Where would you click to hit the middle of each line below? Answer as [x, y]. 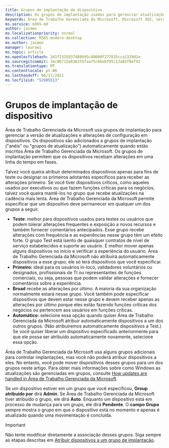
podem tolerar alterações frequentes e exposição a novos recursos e [84, 224]
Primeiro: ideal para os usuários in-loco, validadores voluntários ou [82, 267]
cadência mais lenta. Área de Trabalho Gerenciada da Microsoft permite [80, 198]
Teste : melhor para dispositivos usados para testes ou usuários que [83, 219]
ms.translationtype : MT [30, 66]
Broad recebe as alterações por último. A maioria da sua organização [84, 288]
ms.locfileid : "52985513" [32, 80]
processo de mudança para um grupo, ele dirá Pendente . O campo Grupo [82, 404]
